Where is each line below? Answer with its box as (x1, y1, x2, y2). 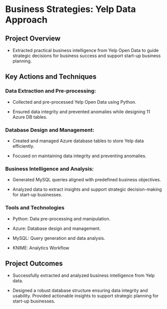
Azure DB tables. (12, 114, 48, 120)
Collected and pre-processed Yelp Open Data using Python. (12, 99, 136, 105)
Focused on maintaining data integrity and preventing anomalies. (12, 153, 147, 159)
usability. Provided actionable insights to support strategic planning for (12, 293, 159, 299)
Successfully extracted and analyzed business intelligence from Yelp (12, 272, 155, 278)
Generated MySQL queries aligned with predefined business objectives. (12, 177, 161, 183)
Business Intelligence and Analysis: (5, 165, 94, 172)
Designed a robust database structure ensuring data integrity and (12, 287, 148, 293)
